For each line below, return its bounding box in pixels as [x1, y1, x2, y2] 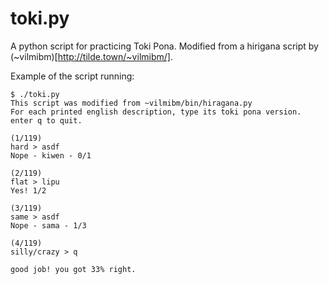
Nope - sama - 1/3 [10, 220, 87, 231]
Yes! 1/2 [10, 185, 47, 196]
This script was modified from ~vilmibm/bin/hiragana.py [10, 98, 253, 108]
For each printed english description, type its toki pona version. [10, 107, 302, 117]
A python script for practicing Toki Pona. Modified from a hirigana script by [10, 40, 319, 52]
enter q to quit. [10, 115, 83, 126]
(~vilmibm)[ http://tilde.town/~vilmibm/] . [10, 50, 173, 62]
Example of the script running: [10, 70, 135, 82]
